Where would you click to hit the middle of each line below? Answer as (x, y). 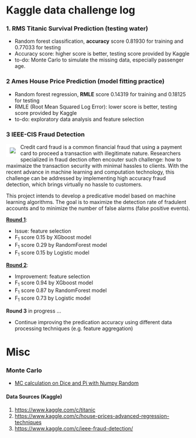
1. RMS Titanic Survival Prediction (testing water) (77, 29)
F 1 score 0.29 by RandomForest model (61, 245)
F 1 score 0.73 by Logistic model (52, 298)
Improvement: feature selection (52, 277)
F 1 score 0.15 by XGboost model (53, 238)
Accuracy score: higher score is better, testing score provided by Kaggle (102, 54)
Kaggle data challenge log (71, 10)
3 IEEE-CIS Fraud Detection (45, 134)
